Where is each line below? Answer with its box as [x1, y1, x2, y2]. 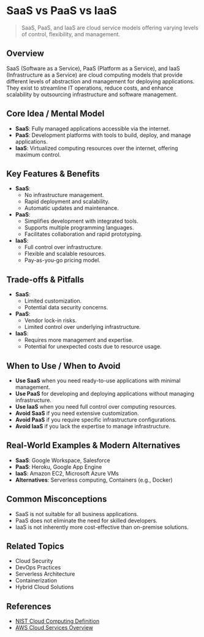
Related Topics [6, 541, 64, 552]
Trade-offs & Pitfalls [6, 274, 85, 285]
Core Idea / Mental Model [6, 109, 105, 119]
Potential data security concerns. [24, 304, 108, 311]
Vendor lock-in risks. [24, 317, 77, 324]
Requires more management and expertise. [24, 336, 134, 344]
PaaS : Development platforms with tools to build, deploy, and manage [15, 131, 191, 139]
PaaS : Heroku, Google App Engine [15, 463, 102, 470]
